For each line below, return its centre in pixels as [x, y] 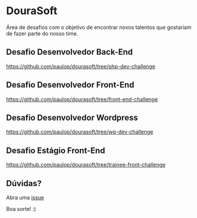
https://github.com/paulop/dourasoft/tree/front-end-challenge [82, 99]
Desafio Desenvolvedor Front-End [70, 85]
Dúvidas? [24, 183]
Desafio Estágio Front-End [56, 150]
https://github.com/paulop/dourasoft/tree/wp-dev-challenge [80, 132]
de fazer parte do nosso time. [42, 33]
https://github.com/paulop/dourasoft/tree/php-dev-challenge [81, 66]
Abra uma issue [25, 197]
